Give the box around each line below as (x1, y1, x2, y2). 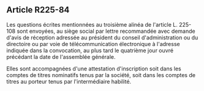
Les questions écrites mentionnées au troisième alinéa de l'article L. (6, 21, 178, 28)
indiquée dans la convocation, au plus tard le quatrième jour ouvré (6, 47, 173, 54)
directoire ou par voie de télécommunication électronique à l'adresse (6, 40, 180, 47)
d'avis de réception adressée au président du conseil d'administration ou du (6, 33, 198, 41)
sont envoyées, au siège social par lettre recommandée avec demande (17, 27, 195, 35)
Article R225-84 (6, 5, 70, 15)
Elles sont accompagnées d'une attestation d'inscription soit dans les (6, 65, 182, 72)
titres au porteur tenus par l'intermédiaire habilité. (6, 78, 132, 85)
